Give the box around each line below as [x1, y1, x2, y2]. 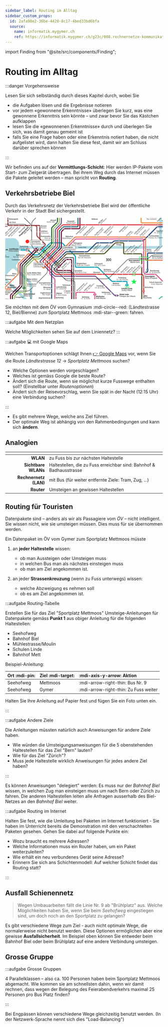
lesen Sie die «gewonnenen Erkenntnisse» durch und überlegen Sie [12, 123, 152, 129]
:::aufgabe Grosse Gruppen [5, 966, 61, 972]
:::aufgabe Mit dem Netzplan [5, 319, 64, 325]
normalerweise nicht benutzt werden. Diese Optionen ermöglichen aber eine [5, 927, 162, 933]
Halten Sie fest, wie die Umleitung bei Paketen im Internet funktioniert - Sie [5, 817, 159, 823]
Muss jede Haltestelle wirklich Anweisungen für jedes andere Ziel [12, 757, 147, 763]
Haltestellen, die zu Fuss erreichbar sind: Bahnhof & [49, 462, 155, 468]
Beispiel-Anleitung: [5, 661, 44, 667]
